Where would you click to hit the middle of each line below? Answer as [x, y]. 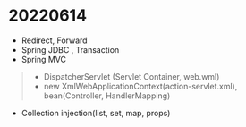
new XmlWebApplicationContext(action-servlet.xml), [140, 86]
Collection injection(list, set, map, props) [96, 113]
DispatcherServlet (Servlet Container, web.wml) [131, 76]
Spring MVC [44, 59]
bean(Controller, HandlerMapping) [107, 96]
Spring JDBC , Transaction [70, 49]
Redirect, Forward [54, 40]
